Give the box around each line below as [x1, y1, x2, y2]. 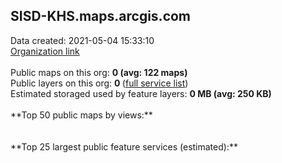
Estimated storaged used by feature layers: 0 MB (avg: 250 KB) [10, 87, 272, 99]
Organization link [10, 45, 80, 57]
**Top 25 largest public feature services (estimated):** [10, 140, 238, 153]
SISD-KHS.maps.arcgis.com [10, 8, 192, 25]
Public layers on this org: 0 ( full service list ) [10, 77, 189, 89]
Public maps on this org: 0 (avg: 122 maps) [10, 66, 188, 78]
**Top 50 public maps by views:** [10, 109, 153, 121]
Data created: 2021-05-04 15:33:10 [10, 34, 155, 46]
